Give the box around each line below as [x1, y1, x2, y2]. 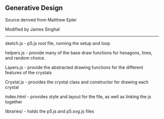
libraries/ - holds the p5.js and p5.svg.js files [5, 108, 94, 114]
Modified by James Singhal [5, 26, 60, 32]
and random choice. [5, 55, 45, 60]
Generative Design [5, 4, 63, 12]
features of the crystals [5, 69, 52, 75]
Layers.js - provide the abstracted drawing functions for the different [5, 64, 143, 70]
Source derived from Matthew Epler [5, 17, 77, 22]
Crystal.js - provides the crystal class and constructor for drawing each [5, 79, 149, 85]
